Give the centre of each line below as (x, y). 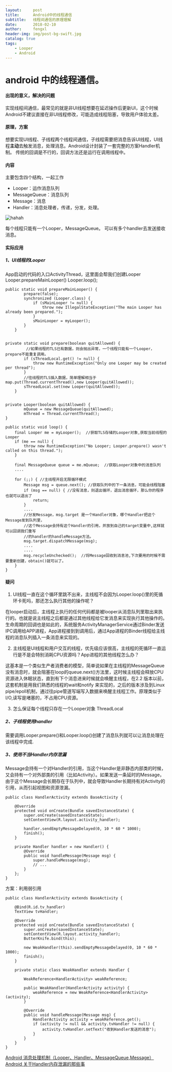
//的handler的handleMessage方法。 (59, 537)
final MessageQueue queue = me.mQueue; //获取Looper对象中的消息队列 (88, 465)
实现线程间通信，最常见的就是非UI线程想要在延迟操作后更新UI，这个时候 (82, 108)
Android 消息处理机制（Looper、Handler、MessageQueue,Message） (80, 1058)
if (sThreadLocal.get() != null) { (62, 359)
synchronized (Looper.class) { (57, 298)
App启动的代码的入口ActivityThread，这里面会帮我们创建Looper (73, 274)
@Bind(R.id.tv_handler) (40, 907)
